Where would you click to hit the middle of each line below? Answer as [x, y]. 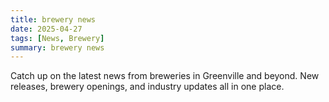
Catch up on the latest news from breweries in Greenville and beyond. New [165, 76]
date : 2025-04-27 [46, 29]
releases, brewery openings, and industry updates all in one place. [147, 87]
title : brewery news [53, 19]
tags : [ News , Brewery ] [57, 38]
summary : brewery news [57, 47]
